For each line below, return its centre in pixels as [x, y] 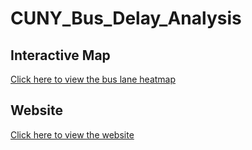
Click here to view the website [72, 134]
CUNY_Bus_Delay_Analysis [126, 18]
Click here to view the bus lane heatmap [93, 79]
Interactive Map [60, 55]
